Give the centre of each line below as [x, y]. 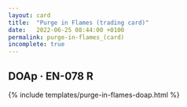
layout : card [29, 15]
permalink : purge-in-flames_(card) [66, 37]
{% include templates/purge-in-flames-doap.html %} [94, 95]
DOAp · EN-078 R [51, 76]
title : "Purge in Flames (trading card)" [79, 23]
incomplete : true [37, 45]
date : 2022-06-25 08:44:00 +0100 [66, 30]
